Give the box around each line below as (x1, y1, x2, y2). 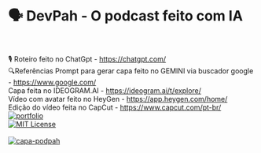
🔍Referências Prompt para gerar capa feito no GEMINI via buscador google (8, 65, 254, 76)
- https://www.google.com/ (8, 77, 97, 87)
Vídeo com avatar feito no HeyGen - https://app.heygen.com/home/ (8, 94, 228, 103)
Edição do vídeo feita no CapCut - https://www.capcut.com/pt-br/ (8, 103, 222, 112)
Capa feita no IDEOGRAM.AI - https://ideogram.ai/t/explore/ (8, 85, 202, 95)
